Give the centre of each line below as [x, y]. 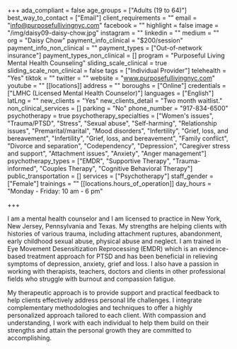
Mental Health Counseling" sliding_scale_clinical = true [87, 63]
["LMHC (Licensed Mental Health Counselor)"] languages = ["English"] [111, 93]
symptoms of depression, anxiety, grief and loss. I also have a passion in [113, 264]
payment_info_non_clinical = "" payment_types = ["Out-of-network [105, 48]
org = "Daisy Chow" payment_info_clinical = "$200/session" [95, 40]
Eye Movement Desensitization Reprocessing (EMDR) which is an [103, 249]
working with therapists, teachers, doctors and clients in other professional [116, 271]
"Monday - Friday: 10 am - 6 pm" [55, 191]
